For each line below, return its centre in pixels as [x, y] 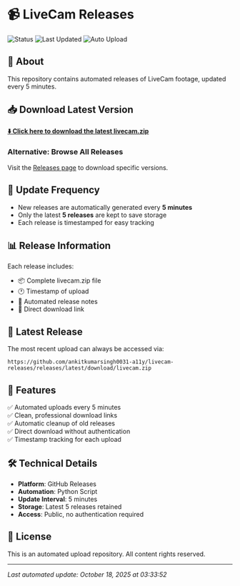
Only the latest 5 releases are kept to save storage [92, 215]
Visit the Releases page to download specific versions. [88, 167]
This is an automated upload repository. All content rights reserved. [106, 554]
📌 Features [32, 390]
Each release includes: [41, 266]
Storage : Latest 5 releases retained [70, 506]
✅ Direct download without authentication [69, 431]
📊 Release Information [59, 246]
